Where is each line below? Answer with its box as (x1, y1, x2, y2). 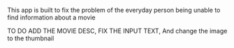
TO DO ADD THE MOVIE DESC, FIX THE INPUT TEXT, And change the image (7, 27, 228, 35)
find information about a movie (7, 13, 96, 22)
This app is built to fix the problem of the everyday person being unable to (7, 6, 221, 14)
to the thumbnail (7, 34, 54, 42)
